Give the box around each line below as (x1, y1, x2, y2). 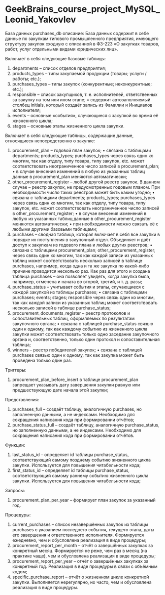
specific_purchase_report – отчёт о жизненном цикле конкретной (12, 574, 149, 580)
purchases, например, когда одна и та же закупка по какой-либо (12, 263, 149, 269)
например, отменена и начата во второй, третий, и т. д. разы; (12, 278, 142, 285)
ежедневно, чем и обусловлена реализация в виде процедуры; (12, 537, 146, 543)
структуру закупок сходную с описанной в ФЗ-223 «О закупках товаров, (5, 41, 160, 46)
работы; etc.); (12, 76, 41, 82)
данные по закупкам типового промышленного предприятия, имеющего (5, 36, 159, 42)
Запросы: (5, 487, 26, 493)
